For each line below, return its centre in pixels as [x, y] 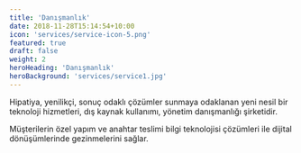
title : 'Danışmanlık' [50, 18]
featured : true [38, 43]
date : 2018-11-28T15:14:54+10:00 [72, 26]
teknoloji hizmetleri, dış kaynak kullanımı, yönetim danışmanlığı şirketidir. [143, 111]
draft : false [34, 51]
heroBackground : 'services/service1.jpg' [88, 76]
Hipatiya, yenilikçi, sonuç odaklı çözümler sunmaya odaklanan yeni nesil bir [149, 102]
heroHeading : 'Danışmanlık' [62, 68]
